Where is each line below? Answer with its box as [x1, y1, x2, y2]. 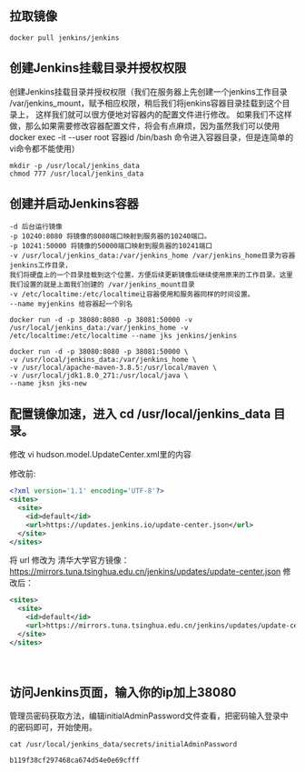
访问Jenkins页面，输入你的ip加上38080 [9, 685, 237, 700]
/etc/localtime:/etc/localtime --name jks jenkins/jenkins [9, 331, 238, 341]
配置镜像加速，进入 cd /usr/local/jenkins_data [9, 406, 271, 421]
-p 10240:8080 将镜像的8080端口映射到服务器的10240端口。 [9, 232, 212, 241]
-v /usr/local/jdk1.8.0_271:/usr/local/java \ [9, 371, 189, 380]
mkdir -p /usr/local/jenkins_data [9, 161, 141, 170]
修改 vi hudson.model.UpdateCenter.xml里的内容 [9, 449, 192, 460]
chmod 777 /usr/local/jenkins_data [9, 169, 144, 178]
